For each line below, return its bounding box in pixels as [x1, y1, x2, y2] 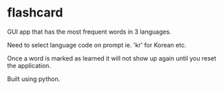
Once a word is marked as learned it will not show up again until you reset [7, 54, 217, 63]
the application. [7, 61, 52, 69]
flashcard [7, 5, 63, 21]
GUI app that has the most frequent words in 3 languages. [7, 27, 172, 36]
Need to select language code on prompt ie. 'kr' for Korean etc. [7, 41, 187, 49]
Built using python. [7, 74, 61, 83]
